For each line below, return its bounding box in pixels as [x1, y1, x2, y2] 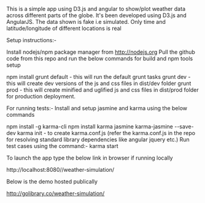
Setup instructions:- [6, 37, 57, 43]
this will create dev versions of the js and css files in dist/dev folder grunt [6, 79, 191, 87]
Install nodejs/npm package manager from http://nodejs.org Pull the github [6, 48, 195, 56]
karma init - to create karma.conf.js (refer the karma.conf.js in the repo [17, 130, 195, 136]
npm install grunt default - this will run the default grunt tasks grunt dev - [6, 73, 191, 80]
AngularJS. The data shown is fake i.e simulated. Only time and [6, 18, 166, 25]
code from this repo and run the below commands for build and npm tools [6, 55, 193, 62]
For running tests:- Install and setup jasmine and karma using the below [6, 105, 187, 112]
